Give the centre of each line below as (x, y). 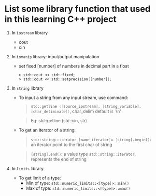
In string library (28, 88)
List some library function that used (78, 9)
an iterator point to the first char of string (71, 145)
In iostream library (29, 33)
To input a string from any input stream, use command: (73, 98)
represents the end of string (58, 159)
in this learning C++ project (61, 19)
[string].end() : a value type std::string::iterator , (83, 154)
